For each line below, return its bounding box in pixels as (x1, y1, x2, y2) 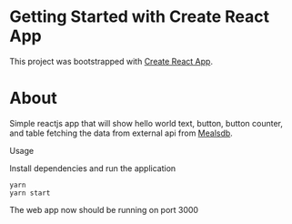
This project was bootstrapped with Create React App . (9, 56, 214, 66)
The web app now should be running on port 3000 (9, 204, 198, 215)
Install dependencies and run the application (9, 162, 176, 174)
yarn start (9, 188, 51, 198)
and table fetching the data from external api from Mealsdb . (9, 127, 234, 138)
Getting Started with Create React (9, 6, 270, 27)
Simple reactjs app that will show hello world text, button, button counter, (9, 117, 284, 128)
